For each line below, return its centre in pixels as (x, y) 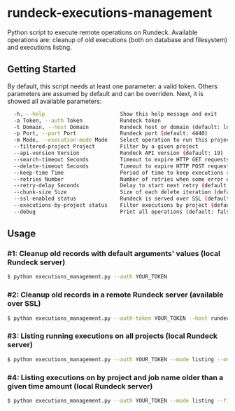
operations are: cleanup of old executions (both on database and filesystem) (117, 39)
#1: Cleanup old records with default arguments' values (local (114, 254)
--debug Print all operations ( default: (114, 212)
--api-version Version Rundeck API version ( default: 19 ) (119, 153)
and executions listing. (40, 47)
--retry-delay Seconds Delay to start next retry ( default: (122, 186)
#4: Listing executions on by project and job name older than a (115, 377)
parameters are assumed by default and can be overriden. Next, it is (106, 93)
